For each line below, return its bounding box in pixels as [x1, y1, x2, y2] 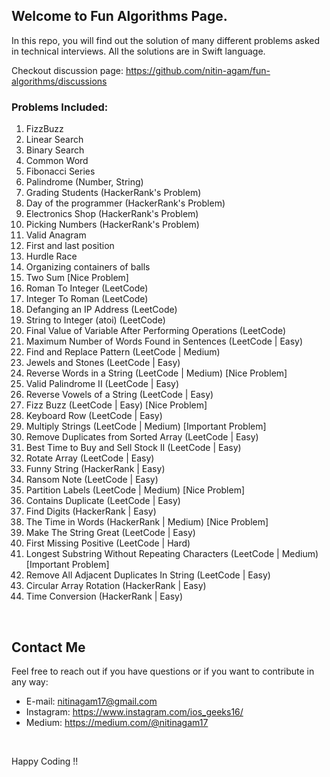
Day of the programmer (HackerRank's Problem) [25, 197, 226, 209]
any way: [11, 675, 49, 688]
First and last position [25, 240, 115, 252]
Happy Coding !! [11, 755, 79, 767]
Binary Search [25, 144, 85, 156]
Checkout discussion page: [11, 64, 124, 76]
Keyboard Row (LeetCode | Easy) [25, 410, 163, 422]
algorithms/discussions [11, 75, 108, 87]
